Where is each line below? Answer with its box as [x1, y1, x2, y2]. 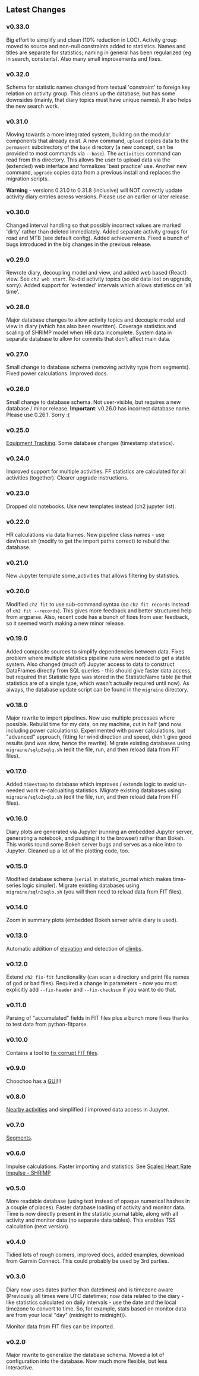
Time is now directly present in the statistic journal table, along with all [6, 1210, 178, 1217]
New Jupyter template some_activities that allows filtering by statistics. [6, 572, 180, 580]
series [6, 882, 21, 889]
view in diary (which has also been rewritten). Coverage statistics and [6, 323, 177, 330]
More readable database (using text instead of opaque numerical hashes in [6, 1197, 190, 1204]
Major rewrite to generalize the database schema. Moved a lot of [6, 1351, 165, 1358]
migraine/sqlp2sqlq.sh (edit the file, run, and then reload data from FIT [6, 746, 180, 753]
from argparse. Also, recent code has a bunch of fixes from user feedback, [6, 613, 189, 620]
